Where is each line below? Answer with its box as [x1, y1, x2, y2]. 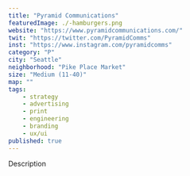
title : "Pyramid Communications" [8, 11, 119, 20]
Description [8, 159, 46, 168]
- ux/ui [22, 129, 48, 137]
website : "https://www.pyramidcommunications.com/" [8, 26, 183, 34]
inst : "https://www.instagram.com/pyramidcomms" [8, 41, 173, 49]
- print [22, 108, 48, 116]
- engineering [22, 115, 69, 123]
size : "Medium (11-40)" [8, 71, 87, 78]
